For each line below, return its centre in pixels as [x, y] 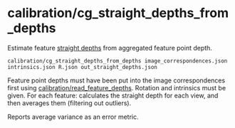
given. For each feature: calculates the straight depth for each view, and [113, 95]
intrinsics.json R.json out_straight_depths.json [83, 67]
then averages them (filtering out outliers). [69, 103]
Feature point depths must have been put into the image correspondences [116, 80]
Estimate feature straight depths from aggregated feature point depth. [110, 48]
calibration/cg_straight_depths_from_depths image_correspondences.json [117, 61]
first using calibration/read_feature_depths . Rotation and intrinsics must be [117, 87]
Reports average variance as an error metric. [73, 117]
